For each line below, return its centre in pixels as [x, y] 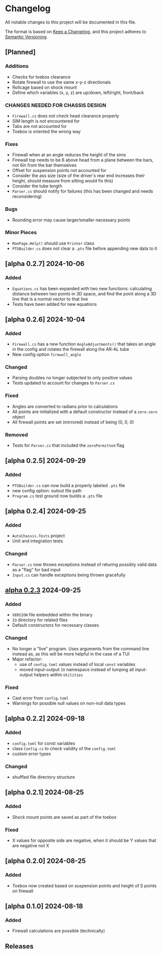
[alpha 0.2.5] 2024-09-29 [46, 461]
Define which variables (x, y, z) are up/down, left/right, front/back [78, 92]
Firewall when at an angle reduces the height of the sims [69, 155]
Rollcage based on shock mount [44, 87]
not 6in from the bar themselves [44, 165]
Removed [17, 435]
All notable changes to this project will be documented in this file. [71, 22]
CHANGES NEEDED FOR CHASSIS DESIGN [56, 105]
